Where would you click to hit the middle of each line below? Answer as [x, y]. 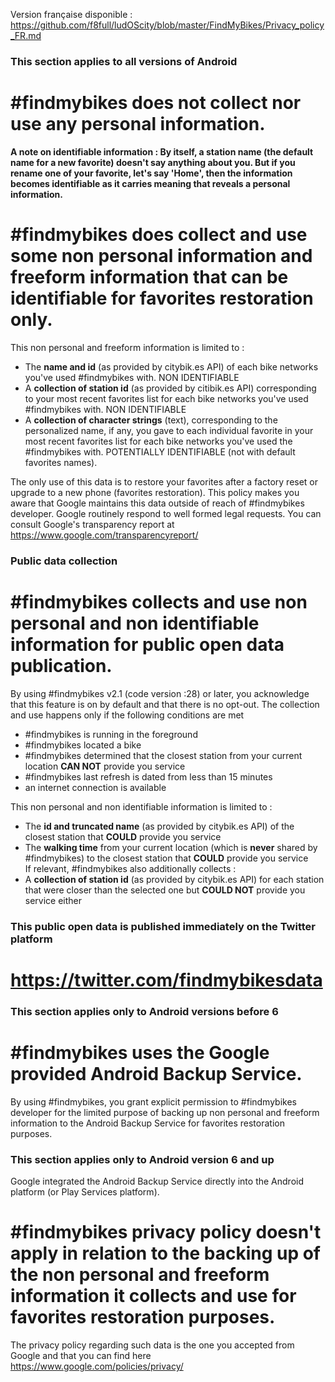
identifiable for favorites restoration [162, 298]
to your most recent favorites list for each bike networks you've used [166, 398]
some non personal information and [161, 256]
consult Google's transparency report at [92, 524]
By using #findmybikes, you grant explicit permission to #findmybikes [154, 1101]
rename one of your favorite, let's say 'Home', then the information [151, 173]
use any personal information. [138, 124]
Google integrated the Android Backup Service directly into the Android [157, 1181]
